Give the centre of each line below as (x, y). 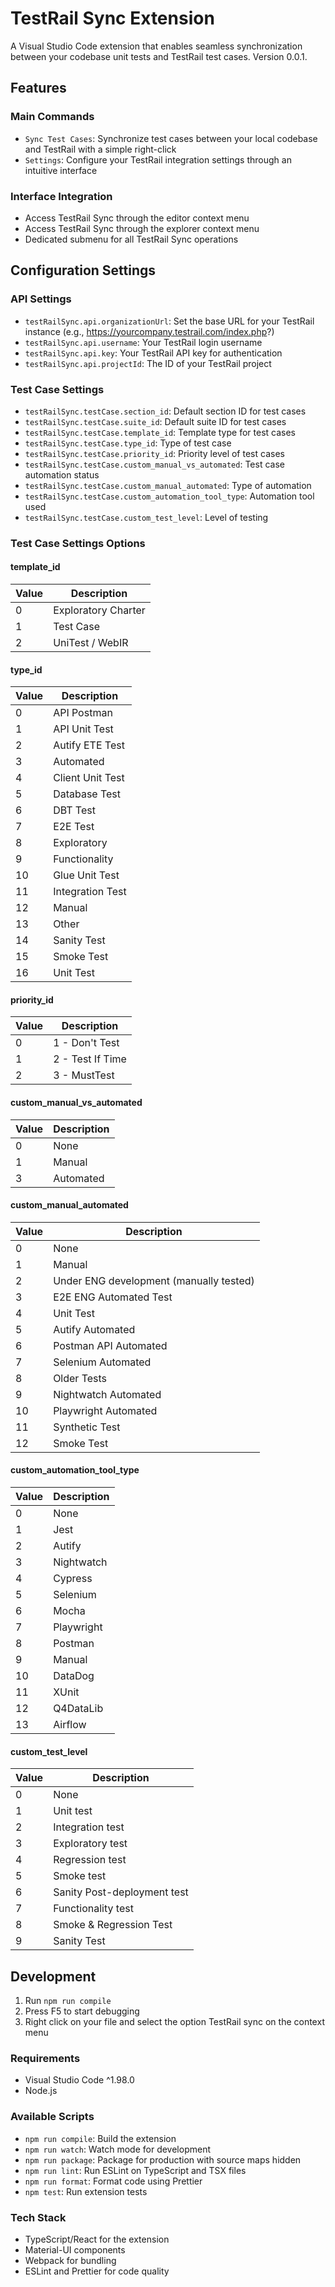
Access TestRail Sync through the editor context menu (137, 218)
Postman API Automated (110, 1345)
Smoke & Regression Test (113, 1925)
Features (38, 88)
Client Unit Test (89, 778)
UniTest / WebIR (91, 643)
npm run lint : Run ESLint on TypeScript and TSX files (135, 2170)
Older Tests (80, 1378)
